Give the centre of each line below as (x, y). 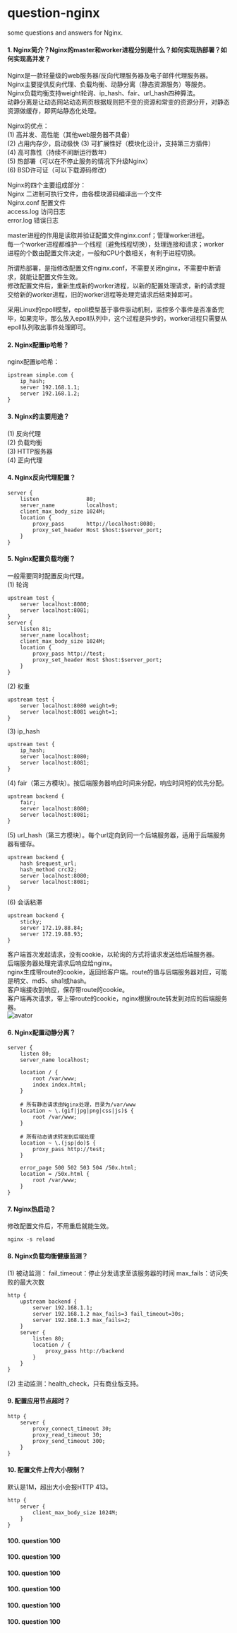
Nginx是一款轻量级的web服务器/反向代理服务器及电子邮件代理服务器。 (110, 76)
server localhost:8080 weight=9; (69, 706)
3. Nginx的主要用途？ (38, 416)
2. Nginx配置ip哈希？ (38, 345)
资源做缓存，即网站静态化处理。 (54, 111)
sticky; (31, 921)
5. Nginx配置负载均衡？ (42, 559)
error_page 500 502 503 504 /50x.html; (79, 1168)
